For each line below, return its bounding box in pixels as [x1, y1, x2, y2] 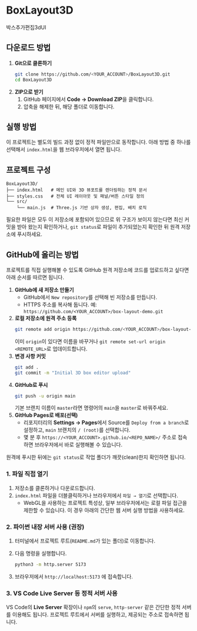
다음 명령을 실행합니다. [14, 550, 67, 557]
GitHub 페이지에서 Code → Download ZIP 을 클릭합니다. [23, 96, 154, 103]
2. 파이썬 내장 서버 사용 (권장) [6, 522, 85, 531]
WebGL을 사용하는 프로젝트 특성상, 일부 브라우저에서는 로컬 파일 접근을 [23, 499, 187, 506]
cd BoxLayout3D [14, 77, 52, 83]
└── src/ [6, 199, 28, 205]
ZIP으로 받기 [14, 88, 44, 95]
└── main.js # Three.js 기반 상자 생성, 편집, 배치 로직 [16, 205, 147, 211]
